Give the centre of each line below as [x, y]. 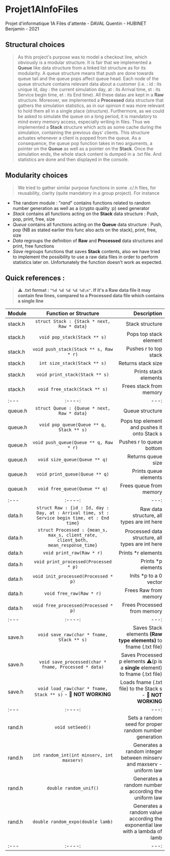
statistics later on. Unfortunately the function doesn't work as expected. [88, 262]
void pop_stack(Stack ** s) [73, 337]
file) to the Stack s [140, 689]
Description [148, 314]
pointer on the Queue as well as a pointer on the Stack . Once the [85, 149]
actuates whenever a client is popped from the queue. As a [79, 138]
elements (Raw [144, 634]
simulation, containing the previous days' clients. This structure [83, 132]
